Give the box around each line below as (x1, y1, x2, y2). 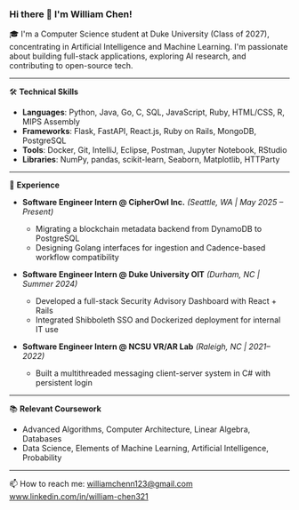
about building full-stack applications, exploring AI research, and (9, 51, 246, 61)
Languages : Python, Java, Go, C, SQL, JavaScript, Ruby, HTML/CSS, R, (21, 107, 285, 118)
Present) (21, 206, 54, 217)
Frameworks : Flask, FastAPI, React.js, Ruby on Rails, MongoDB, (21, 126, 256, 137)
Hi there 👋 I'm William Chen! (9, 8, 133, 20)
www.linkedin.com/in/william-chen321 (9, 491, 149, 502)
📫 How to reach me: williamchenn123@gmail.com (9, 479, 193, 490)
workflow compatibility (35, 252, 120, 263)
